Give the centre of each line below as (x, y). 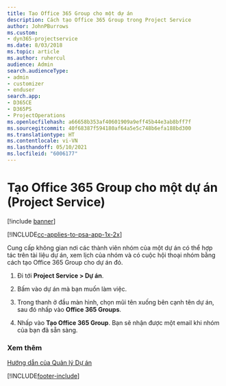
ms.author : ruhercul (37, 58)
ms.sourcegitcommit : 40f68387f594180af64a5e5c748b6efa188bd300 (99, 128)
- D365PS (20, 109)
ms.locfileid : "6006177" (42, 154)
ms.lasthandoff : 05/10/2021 (47, 147)
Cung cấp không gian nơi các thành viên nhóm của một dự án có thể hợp (110, 248)
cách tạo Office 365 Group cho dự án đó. (65, 262)
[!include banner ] (32, 221)
